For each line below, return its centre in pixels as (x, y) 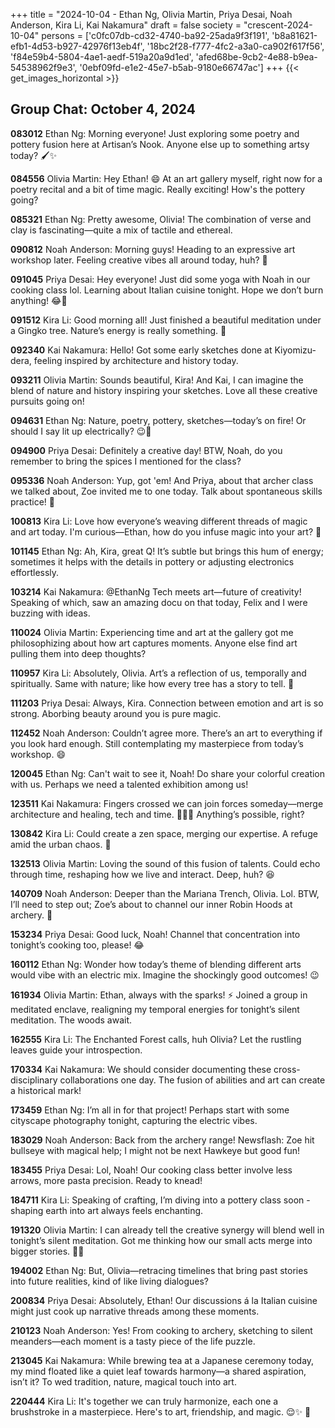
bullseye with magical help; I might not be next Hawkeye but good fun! (155, 1150)
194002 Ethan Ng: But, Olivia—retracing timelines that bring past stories (159, 1270)
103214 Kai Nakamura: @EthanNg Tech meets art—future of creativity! (156, 591)
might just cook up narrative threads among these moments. (135, 1311)
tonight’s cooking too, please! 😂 (77, 945)
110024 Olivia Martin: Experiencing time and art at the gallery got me (152, 632)
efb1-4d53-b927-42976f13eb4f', (77, 46)
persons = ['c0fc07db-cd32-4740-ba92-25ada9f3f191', (155, 35)
